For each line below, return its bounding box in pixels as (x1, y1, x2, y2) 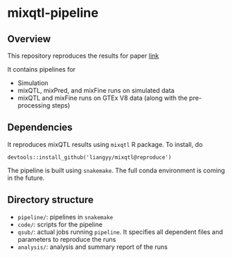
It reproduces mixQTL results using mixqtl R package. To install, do (7, 140, 203, 148)
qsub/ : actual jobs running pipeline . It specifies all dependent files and (17, 227, 224, 236)
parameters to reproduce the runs (17, 235, 116, 243)
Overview (7, 33, 51, 45)
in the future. (7, 174, 45, 182)
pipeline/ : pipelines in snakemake (17, 212, 114, 221)
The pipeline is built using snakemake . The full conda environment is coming (7, 166, 226, 174)
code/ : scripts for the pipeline (17, 220, 103, 228)
